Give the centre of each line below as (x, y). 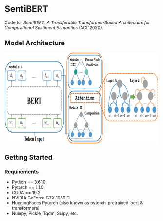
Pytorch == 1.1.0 (28, 187)
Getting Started (29, 158)
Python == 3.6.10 (29, 182)
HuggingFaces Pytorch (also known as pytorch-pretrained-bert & (77, 203)
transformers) (26, 208)
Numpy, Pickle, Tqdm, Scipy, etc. (45, 213)
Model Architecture (35, 43)
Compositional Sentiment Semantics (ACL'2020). (54, 27)
